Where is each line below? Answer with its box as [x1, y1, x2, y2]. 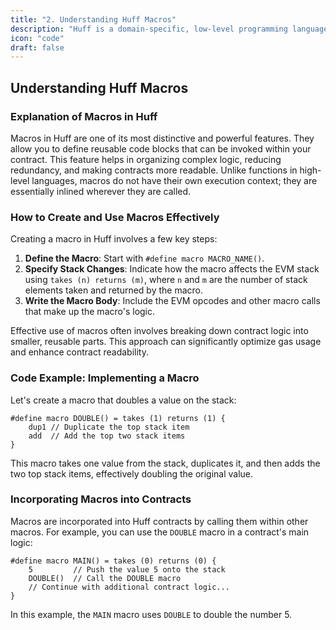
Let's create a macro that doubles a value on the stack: [10, 394, 237, 406]
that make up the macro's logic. [24, 306, 156, 318]
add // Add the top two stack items [28, 431, 186, 441]
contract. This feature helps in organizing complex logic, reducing [10, 153, 282, 165]
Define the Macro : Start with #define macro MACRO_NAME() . [24, 252, 265, 265]
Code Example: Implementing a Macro [10, 371, 200, 385]
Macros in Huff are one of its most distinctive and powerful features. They [10, 132, 315, 144]
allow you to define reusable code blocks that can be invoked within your [10, 142, 312, 155]
